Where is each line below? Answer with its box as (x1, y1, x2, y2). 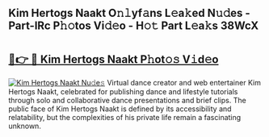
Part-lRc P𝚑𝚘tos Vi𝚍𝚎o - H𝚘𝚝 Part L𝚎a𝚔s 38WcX (8, 19, 259, 33)
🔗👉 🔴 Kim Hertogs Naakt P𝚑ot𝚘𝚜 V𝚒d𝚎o (8, 52, 219, 66)
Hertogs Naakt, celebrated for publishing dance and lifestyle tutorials (8, 87, 238, 96)
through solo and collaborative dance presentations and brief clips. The (8, 96, 246, 105)
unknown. (8, 121, 42, 131)
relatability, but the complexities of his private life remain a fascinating (8, 113, 242, 122)
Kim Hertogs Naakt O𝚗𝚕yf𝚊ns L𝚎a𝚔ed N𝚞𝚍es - (8, 6, 250, 20)
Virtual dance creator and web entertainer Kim (107, 78, 261, 87)
